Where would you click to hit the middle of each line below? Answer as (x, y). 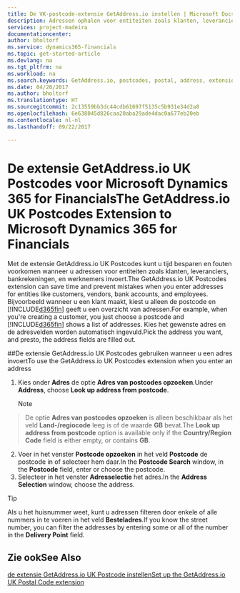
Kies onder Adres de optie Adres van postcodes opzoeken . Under (115, 382)
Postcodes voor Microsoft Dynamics (118, 183)
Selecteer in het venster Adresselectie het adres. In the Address (112, 477)
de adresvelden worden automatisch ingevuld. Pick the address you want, (115, 332)
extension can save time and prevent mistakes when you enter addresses (115, 287)
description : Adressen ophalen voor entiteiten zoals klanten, (104, 21)
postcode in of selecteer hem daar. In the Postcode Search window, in (120, 462)
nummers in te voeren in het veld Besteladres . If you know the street (108, 520)
